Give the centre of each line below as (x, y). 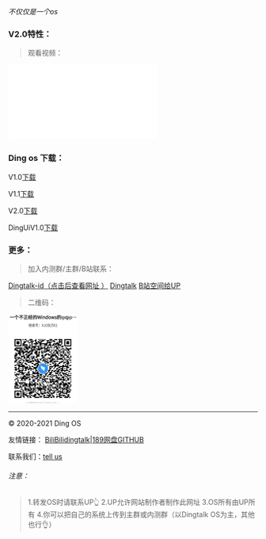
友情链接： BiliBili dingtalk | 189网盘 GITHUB (76, 439)
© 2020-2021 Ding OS (45, 423)
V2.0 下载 (23, 210)
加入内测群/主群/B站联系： (71, 269)
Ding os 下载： (36, 159)
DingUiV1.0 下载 (33, 227)
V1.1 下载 (21, 193)
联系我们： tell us (35, 456)
